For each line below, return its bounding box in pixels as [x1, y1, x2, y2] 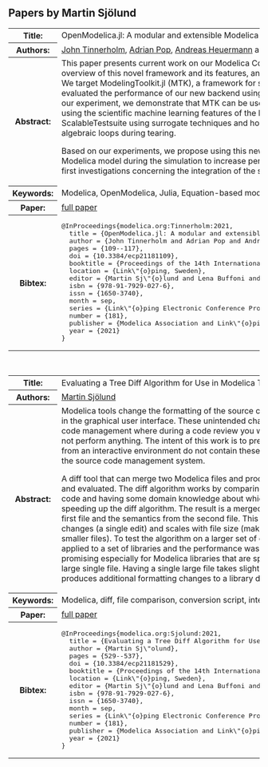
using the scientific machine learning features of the [61, 108, 257, 119]
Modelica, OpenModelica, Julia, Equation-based [61, 187, 243, 198]
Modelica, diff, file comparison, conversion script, [61, 595, 247, 606]
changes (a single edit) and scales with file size [61, 523, 239, 534]
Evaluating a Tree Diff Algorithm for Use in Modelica [61, 377, 255, 388]
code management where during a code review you [61, 425, 254, 436]
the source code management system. [61, 455, 206, 466]
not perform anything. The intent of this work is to [61, 435, 247, 446]
